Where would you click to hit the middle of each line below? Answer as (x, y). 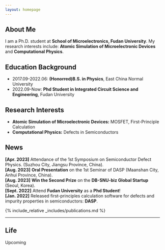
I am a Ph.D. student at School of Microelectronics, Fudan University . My (80, 41)
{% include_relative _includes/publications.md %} (55, 210)
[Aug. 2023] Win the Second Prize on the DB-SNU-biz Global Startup (77, 180)
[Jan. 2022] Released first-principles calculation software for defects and (80, 196)
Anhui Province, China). (29, 175)
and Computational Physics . (34, 51)
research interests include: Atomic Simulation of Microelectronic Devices (80, 47)
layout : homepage (23, 10)
